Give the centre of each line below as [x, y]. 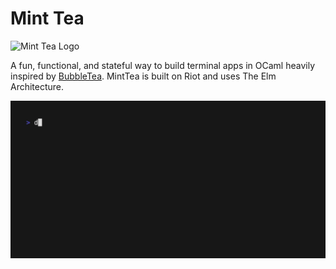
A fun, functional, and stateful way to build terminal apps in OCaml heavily [163, 65]
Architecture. [37, 86]
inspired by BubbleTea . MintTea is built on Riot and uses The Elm [143, 76]
